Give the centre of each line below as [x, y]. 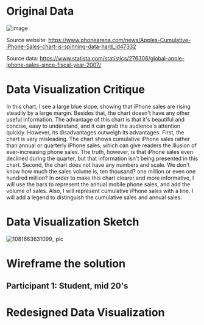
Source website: [27, 40]
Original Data [40, 11]
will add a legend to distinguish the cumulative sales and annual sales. [94, 197]
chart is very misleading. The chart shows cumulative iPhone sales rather [98, 139]
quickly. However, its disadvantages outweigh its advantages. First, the [95, 132]
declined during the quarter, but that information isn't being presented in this [102, 158]
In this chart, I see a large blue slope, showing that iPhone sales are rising [98, 106]
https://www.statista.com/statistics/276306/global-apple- [112, 58]
